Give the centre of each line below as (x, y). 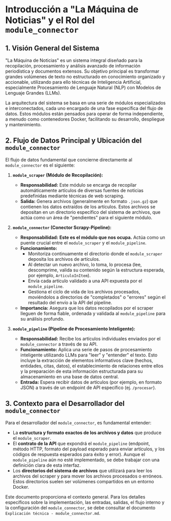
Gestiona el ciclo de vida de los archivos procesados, (84, 291)
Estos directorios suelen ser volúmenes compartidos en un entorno (83, 481)
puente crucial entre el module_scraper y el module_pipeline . (83, 243)
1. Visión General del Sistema (52, 48)
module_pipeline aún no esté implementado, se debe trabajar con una (86, 460)
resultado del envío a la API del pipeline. (70, 302)
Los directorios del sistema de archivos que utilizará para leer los (82, 470)
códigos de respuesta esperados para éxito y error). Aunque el (79, 454)
